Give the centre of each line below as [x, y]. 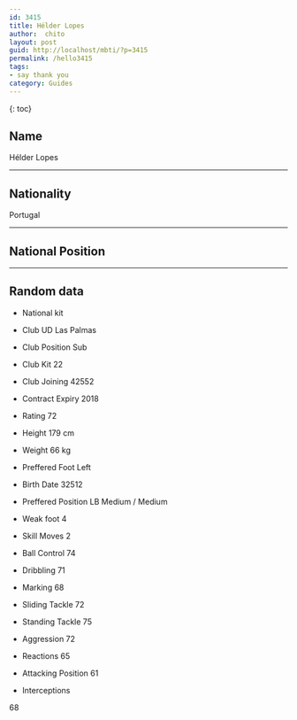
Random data [46, 292]
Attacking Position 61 [60, 673]
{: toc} [21, 108]
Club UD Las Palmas [59, 329]
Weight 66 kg [46, 450]
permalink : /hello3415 [51, 58]
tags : [19, 67]
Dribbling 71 [44, 570]
